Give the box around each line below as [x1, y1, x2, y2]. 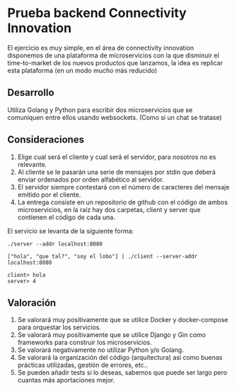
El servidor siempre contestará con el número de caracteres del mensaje [17, 182, 230, 191]
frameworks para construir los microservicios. [17, 338, 152, 347]
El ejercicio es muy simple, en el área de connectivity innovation [7, 43, 195, 52]
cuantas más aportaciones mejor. [17, 376, 115, 385]
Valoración [7, 297, 57, 309]
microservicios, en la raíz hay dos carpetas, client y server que [17, 205, 201, 214]
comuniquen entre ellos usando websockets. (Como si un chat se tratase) [7, 113, 222, 121]
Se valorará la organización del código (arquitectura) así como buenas [17, 353, 223, 362]
